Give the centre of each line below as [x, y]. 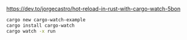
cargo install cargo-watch [41, 25]
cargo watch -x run [31, 31]
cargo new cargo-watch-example [46, 20]
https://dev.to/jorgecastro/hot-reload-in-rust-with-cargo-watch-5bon [94, 9]
